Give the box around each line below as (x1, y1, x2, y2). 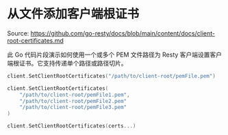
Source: (7, 29, 29, 37)
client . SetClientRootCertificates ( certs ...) (7, 123, 136, 130)
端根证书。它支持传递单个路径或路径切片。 (7, 59, 127, 67)
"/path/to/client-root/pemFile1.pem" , (19, 91, 130, 98)
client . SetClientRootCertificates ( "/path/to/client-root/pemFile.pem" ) (7, 72, 216, 79)
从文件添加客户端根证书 (7, 6, 140, 22)
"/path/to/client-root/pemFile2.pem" (19, 97, 127, 104)
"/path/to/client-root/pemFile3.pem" (19, 104, 127, 111)
